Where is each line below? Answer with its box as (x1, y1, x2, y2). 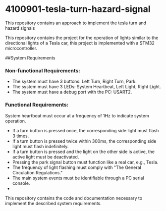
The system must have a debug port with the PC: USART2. (12, 89, 132, 95)
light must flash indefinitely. (12, 143, 69, 149)
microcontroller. (5, 45, 38, 51)
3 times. (12, 133, 29, 139)
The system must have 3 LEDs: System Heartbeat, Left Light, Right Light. (12, 84, 161, 90)
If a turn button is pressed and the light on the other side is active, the (12, 149, 155, 155)
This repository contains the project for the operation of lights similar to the (5, 35, 159, 41)
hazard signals (5, 25, 35, 31)
